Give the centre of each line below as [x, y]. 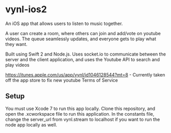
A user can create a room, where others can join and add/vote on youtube [83, 33]
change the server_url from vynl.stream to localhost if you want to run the [83, 119]
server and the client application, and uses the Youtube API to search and [82, 59]
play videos [17, 65]
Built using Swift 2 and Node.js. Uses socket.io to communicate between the [86, 54]
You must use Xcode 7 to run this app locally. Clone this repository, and [80, 109]
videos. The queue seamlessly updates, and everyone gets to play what [81, 39]
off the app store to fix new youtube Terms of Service [62, 80]
